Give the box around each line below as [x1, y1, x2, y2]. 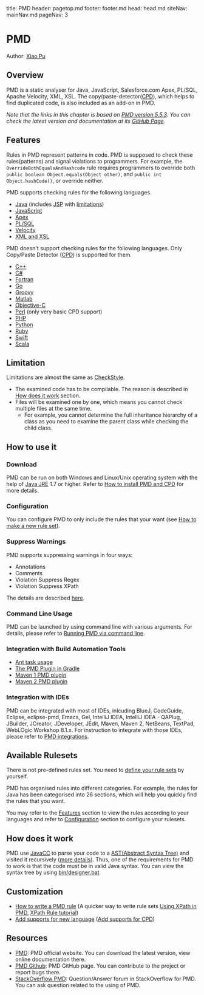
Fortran [15, 275, 34, 283]
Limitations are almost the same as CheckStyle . [6, 374, 125, 381]
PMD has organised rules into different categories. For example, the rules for [6, 785, 198, 792]
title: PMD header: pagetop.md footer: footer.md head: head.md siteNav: [6, 5, 188, 12]
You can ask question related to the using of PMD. [15, 981, 141, 988]
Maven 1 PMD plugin [15, 671, 67, 679]
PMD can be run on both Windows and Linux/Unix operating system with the [6, 474, 198, 481]
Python [15, 321, 33, 328]
